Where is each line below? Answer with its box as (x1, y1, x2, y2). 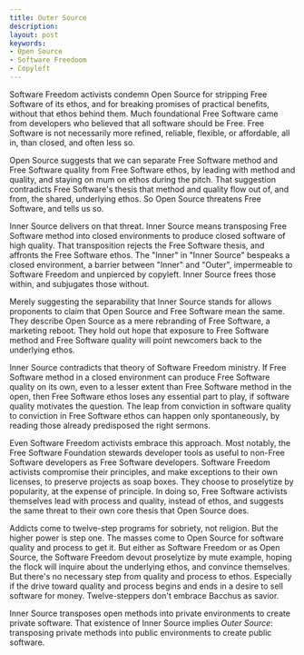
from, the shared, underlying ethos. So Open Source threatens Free (9, 193, 261, 204)
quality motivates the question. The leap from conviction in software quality (9, 401, 292, 412)
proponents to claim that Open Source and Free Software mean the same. (9, 305, 286, 316)
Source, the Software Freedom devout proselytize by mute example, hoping (9, 551, 292, 562)
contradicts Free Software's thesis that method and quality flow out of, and (9, 184, 289, 194)
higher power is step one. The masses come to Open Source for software (9, 532, 284, 543)
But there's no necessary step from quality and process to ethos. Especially (9, 571, 292, 581)
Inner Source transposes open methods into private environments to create (9, 608, 290, 619)
